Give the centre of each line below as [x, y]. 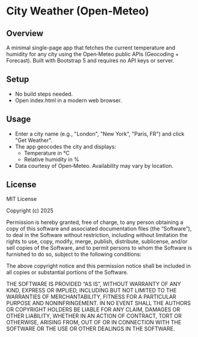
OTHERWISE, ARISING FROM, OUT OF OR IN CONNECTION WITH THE [94, 323]
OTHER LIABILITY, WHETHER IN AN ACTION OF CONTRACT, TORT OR [94, 316]
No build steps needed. [44, 94]
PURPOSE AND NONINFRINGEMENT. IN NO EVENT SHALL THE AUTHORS [99, 303]
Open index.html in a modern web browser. [68, 100]
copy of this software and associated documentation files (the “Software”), [99, 229]
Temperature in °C [47, 153]
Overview [25, 33]
